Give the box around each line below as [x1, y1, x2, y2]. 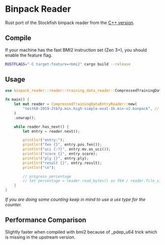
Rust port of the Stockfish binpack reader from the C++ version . [5, 20, 135, 26]
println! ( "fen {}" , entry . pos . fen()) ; [23, 142, 102, 147]
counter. [5, 202, 22, 208]
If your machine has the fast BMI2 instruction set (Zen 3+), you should [5, 47, 147, 53]
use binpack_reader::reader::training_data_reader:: [5, 88, 115, 93]
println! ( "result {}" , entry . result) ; [23, 161, 102, 165]
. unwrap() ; [14, 115, 36, 120]
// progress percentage [23, 174, 71, 179]
